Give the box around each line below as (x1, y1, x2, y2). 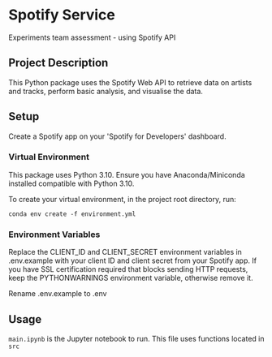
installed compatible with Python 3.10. (8, 178, 135, 188)
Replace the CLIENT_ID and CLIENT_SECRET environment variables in (8, 247, 242, 257)
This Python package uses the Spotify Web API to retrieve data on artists (8, 77, 253, 87)
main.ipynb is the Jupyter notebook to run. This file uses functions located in (8, 333, 265, 343)
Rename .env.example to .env (8, 289, 107, 299)
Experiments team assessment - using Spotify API (8, 32, 176, 42)
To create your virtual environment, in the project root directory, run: (8, 194, 237, 204)
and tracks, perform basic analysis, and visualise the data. (8, 86, 203, 96)
